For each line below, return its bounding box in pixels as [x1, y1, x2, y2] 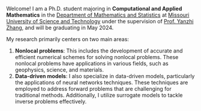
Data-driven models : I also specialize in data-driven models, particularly [14, 73, 195, 79]
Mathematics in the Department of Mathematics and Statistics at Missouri [6, 11, 190, 18]
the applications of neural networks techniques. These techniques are [14, 79, 188, 86]
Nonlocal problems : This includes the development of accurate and [14, 47, 183, 54]
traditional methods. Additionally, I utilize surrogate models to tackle [14, 92, 183, 98]
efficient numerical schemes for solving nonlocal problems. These [14, 54, 179, 60]
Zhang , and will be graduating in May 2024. [6, 24, 114, 31]
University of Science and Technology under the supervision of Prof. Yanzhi [6, 18, 194, 24]
